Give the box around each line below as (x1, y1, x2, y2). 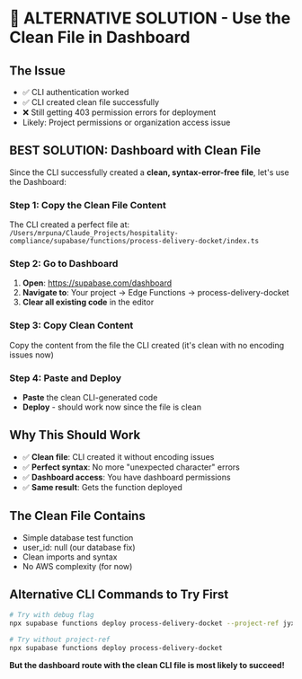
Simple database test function (22, 532, 134, 542)
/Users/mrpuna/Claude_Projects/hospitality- (9, 229, 179, 238)
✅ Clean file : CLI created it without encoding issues (22, 451, 215, 462)
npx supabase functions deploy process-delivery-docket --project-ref (9, 619, 280, 628)
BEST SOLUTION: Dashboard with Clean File (9, 143, 262, 158)
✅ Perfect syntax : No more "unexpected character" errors (22, 462, 240, 472)
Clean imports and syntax (22, 551, 118, 562)
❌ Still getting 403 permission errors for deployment (22, 107, 217, 118)
